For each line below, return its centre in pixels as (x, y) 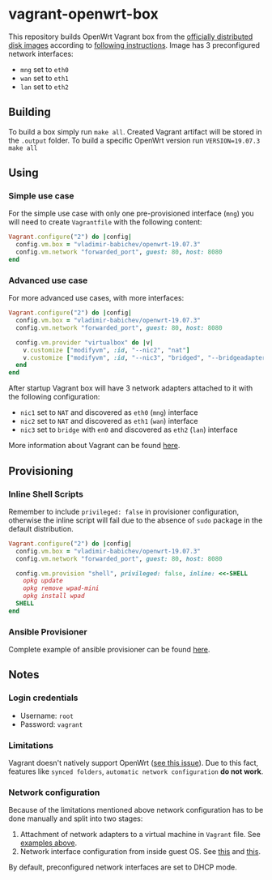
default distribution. (41, 528)
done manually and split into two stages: (76, 818)
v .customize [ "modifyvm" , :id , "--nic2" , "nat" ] (106, 350)
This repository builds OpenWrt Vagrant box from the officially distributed (131, 36)
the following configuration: (54, 397)
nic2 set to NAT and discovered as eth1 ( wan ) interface (109, 421)
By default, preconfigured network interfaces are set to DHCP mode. (123, 867)
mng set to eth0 (44, 69)
